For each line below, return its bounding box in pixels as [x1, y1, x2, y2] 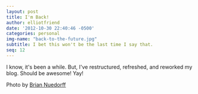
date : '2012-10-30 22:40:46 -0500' [6, 25, 95, 31]
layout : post [6, 8, 39, 15]
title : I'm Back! [6, 14, 49, 20]
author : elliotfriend [6, 20, 60, 25]
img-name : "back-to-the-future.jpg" [6, 36, 97, 42]
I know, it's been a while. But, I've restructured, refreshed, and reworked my [6, 63, 193, 70]
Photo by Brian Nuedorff [6, 81, 66, 88]
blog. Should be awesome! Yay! [6, 69, 83, 77]
